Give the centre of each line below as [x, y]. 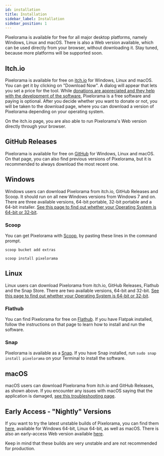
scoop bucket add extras [30, 250]
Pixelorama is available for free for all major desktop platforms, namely [76, 37]
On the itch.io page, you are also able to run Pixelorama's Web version [76, 121]
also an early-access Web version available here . [55, 434]
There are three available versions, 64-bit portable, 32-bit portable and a [78, 201]
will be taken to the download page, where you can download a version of [80, 107]
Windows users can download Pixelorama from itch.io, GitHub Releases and [82, 191]
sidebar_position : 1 [26, 23]
